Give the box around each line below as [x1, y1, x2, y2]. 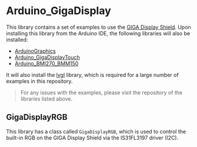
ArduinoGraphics [14, 47, 56, 54]
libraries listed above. [20, 95, 73, 102]
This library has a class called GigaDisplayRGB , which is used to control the [6, 128, 186, 135]
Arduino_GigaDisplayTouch [14, 54, 81, 61]
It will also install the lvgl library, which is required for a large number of [6, 71, 179, 78]
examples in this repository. [6, 78, 73, 85]
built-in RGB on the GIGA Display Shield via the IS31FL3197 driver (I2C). [6, 134, 179, 141]
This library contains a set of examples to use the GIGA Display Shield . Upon [6, 24, 191, 31]
